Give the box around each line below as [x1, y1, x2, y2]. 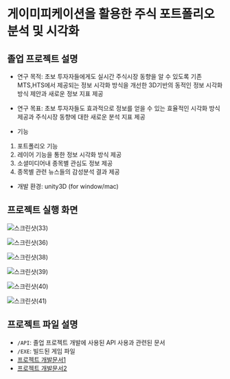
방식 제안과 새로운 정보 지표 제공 [16, 90, 104, 97]
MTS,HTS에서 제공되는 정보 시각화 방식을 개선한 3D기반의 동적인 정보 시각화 [16, 81, 223, 89]
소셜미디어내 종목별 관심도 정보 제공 [16, 159, 113, 167]
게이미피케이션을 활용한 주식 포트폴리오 [7, 6, 215, 22]
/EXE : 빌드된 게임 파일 [16, 347, 76, 355]
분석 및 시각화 [7, 23, 80, 39]
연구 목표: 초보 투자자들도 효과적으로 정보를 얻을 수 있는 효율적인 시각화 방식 [16, 104, 221, 112]
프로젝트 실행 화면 [7, 204, 78, 216]
